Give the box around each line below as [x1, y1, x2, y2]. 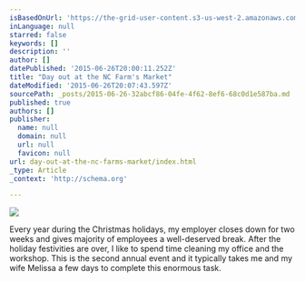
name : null [17, 124, 59, 133]
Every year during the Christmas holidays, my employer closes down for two [9, 224, 295, 235]
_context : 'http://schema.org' [9, 174, 128, 183]
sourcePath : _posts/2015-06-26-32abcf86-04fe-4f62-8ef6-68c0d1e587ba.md [9, 89, 290, 98]
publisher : [9, 115, 51, 124]
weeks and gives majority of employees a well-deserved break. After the [9, 234, 281, 245]
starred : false [9, 30, 67, 39]
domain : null [17, 132, 67, 141]
